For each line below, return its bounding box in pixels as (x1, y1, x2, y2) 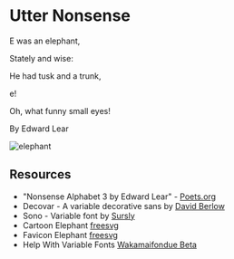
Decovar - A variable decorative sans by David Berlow (22, 200, 225, 211)
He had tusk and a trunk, (9, 70, 102, 82)
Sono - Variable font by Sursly (22, 210, 135, 221)
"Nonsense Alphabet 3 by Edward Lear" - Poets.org (22, 191, 216, 202)
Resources (9, 167, 72, 182)
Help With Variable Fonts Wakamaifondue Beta (22, 239, 198, 250)
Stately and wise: (9, 53, 74, 63)
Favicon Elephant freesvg (22, 229, 118, 240)
